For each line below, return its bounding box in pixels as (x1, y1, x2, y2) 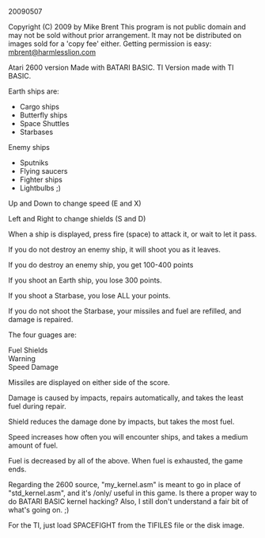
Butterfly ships (19, 110, 68, 120)
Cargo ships (19, 102, 59, 111)
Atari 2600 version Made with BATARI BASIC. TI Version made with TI (8, 63, 235, 72)
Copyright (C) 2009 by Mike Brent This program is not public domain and (8, 22, 247, 31)
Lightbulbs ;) (19, 183, 62, 193)
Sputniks (19, 158, 49, 167)
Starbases (19, 127, 54, 136)
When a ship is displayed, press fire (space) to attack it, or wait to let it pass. (8, 229, 257, 239)
